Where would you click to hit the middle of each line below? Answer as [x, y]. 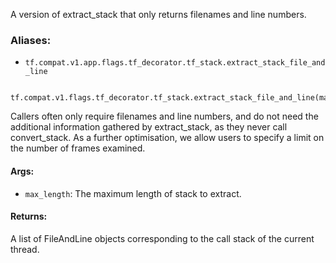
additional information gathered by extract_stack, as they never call [149, 127]
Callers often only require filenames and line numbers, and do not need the [164, 116]
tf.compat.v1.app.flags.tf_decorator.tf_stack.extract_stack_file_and [175, 63]
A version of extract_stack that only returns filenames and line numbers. [158, 14]
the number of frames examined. [78, 148]
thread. [25, 249]
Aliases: [31, 40]
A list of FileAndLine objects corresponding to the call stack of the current [162, 238]
